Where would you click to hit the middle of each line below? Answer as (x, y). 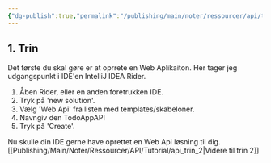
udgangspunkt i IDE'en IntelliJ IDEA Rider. (77, 77)
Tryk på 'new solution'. (57, 101)
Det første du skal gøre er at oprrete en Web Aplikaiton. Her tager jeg (123, 68)
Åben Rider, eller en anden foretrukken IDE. (91, 92)
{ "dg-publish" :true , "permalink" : (64, 16)
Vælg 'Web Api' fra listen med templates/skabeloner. (107, 109)
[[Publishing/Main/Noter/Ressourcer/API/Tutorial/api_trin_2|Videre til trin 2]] (133, 151)
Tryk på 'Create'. (47, 127)
